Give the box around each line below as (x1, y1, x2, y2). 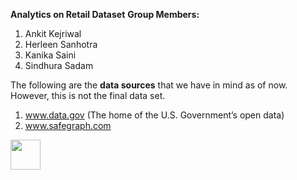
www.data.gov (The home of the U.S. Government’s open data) (24, 109, 285, 121)
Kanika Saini (24, 49, 77, 61)
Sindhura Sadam (24, 60, 94, 71)
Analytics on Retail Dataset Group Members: (10, 9, 200, 20)
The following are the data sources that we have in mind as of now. (10, 79, 288, 91)
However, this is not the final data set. (10, 90, 166, 101)
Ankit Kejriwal (24, 28, 82, 39)
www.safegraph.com (24, 120, 112, 131)
